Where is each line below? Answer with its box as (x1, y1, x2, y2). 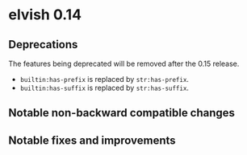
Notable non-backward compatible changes (8, 106, 236, 120)
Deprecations (8, 38, 78, 51)
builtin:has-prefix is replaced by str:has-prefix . (19, 75, 190, 84)
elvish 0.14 (8, 6, 82, 24)
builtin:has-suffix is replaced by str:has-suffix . (19, 83, 190, 92)
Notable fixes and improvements (8, 133, 176, 147)
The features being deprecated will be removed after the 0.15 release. (8, 59, 240, 68)
